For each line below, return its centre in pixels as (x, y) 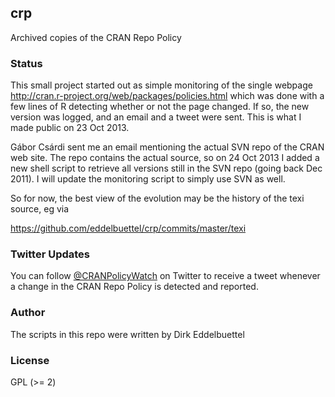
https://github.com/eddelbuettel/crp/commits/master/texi (128, 228)
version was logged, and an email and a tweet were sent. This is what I (156, 117)
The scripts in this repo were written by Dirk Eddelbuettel (127, 334)
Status (26, 63)
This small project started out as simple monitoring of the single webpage (161, 85)
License (30, 360)
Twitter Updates (50, 254)
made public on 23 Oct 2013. (70, 128)
